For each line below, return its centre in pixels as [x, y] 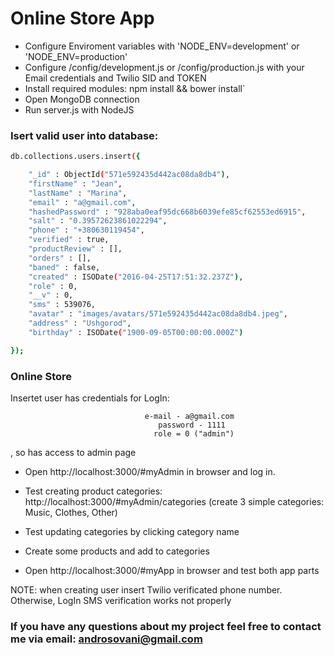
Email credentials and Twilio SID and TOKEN [115, 78]
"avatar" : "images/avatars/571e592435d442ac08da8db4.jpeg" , [158, 314]
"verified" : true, [69, 240]
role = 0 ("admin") [194, 434]
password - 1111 [192, 425]
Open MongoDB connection [82, 99]
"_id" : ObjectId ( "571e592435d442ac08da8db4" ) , [129, 175]
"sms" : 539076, [62, 305]
